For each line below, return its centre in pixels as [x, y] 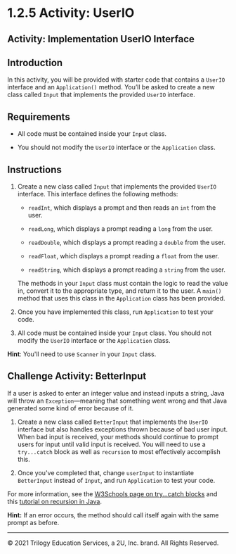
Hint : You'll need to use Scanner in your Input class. [82, 354]
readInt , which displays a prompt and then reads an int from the [122, 208]
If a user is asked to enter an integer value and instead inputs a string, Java [116, 393]
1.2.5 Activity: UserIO [71, 13]
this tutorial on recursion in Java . [54, 501]
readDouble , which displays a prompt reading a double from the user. [127, 243]
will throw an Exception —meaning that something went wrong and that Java [117, 401]
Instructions [34, 169]
